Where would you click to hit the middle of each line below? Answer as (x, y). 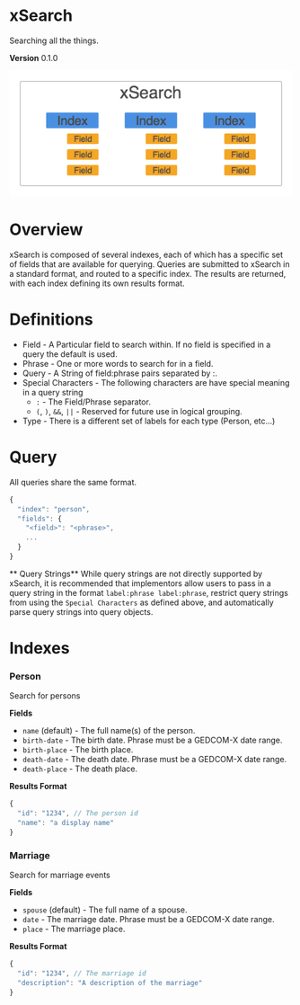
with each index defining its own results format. (97, 283)
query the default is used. (70, 354)
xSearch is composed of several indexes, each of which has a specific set (146, 254)
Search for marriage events (60, 875)
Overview (46, 230)
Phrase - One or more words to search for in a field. (118, 363)
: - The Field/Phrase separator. (93, 402)
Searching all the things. (54, 40)
